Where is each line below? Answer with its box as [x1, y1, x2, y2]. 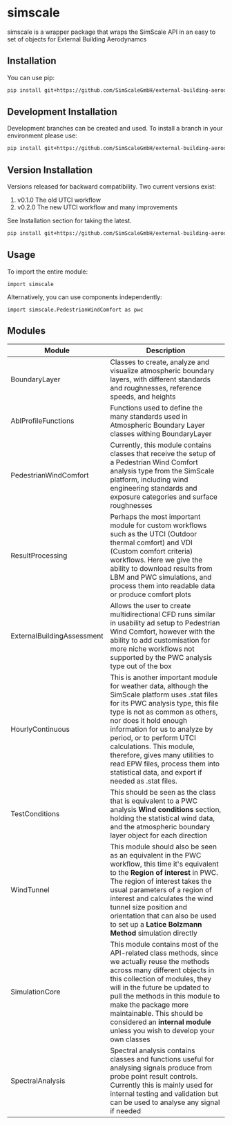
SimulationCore [10, 987, 61, 996]
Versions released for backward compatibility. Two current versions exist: [7, 182, 216, 191]
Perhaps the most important [110, 511, 201, 521]
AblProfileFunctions [10, 416, 75, 426]
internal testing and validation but [110, 1088, 219, 1098]
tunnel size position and [110, 902, 188, 911]
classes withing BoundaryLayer [110, 428, 212, 438]
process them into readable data [110, 580, 215, 590]
